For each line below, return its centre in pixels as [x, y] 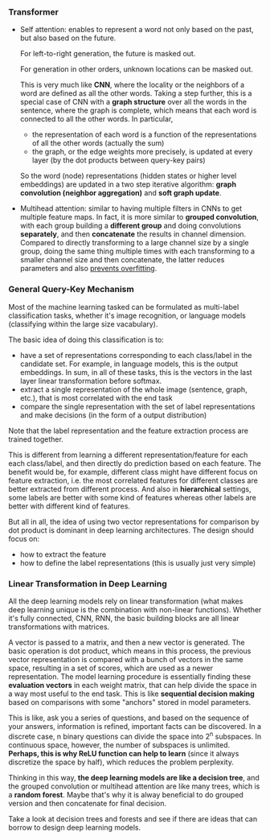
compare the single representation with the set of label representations [137, 406]
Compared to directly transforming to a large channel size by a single [134, 243]
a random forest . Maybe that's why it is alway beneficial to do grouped [126, 794]
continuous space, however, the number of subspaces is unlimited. [119, 745]
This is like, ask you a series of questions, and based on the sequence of [129, 718]
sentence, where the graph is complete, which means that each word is [138, 110]
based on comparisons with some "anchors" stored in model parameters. [130, 702]
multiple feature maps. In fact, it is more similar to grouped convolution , [139, 217]
